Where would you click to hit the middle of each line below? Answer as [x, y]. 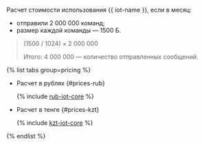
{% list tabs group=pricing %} [49, 70]
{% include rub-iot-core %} [55, 96]
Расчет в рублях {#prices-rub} [61, 83]
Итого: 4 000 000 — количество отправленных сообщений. [111, 57]
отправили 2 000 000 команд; [60, 23]
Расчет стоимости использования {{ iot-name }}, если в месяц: [99, 10]
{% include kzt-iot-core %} [55, 123]
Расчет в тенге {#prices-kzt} [58, 109]
